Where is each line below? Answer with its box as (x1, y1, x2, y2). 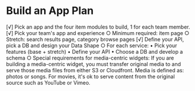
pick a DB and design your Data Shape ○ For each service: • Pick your (6, 42, 177, 49)
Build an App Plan (6, 4, 94, 17)
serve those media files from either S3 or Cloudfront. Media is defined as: (6, 66, 184, 73)
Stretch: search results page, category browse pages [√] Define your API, (6, 36, 184, 43)
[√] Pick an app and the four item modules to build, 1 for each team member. (6, 23, 190, 30)
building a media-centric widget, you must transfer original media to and (6, 60, 181, 68)
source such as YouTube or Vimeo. (6, 79, 91, 86)
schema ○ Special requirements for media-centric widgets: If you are (6, 54, 174, 61)
